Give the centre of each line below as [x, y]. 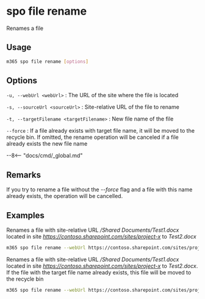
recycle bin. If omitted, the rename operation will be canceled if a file [92, 137]
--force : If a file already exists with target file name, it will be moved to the [101, 131]
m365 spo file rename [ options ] [47, 61]
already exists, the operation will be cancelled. [65, 196]
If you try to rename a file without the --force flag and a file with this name [99, 190]
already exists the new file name [47, 144]
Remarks [24, 175]
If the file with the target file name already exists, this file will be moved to [99, 272]
